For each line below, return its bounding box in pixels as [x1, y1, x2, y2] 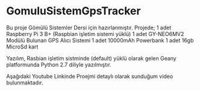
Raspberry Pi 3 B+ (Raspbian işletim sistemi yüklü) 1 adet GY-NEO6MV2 [6, 30, 184, 37]
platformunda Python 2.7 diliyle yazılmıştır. [6, 61, 111, 68]
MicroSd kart [6, 43, 39, 50]
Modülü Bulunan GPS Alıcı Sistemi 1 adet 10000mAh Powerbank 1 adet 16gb [6, 37, 194, 44]
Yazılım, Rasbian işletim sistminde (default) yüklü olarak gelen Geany [6, 54, 177, 62]
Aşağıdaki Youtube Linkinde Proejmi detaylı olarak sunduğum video [6, 72, 173, 80]
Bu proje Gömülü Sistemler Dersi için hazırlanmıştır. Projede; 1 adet [6, 24, 172, 31]
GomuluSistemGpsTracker [6, 4, 141, 18]
